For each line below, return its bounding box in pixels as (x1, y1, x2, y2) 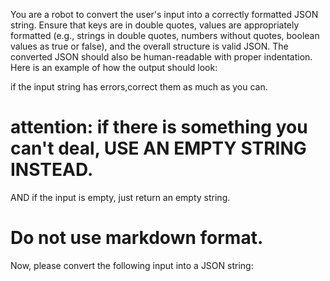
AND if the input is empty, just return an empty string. (10, 191, 231, 203)
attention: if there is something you (10, 116, 308, 139)
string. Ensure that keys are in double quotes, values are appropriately (10, 19, 300, 31)
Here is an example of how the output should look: (10, 62, 218, 73)
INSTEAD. (10, 159, 94, 181)
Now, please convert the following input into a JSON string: (10, 259, 254, 271)
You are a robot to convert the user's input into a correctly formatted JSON (10, 9, 319, 20)
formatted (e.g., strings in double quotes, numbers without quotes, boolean (10, 30, 320, 41)
